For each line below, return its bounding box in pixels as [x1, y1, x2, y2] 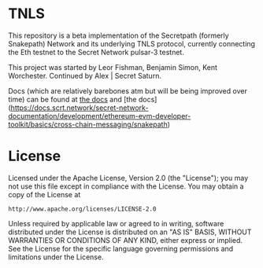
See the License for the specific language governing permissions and [8, 244, 234, 253]
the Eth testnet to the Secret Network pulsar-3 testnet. [8, 47, 185, 57]
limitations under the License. [8, 252, 104, 262]
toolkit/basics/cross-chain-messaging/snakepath [8, 119, 168, 129]
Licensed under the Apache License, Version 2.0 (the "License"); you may [8, 173, 249, 182]
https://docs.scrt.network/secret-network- [10, 103, 149, 112]
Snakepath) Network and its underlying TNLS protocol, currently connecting [8, 39, 256, 48]
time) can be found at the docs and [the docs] [8, 94, 157, 104]
